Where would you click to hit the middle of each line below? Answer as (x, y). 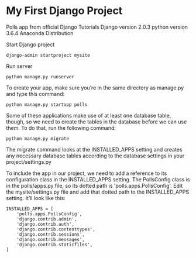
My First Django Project (64, 11)
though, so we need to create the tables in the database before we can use (97, 122)
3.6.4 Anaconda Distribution (40, 33)
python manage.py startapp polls (47, 104)
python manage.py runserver (40, 77)
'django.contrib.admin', (47, 219)
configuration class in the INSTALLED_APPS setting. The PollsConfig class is (98, 179)
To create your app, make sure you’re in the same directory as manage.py (95, 87)
